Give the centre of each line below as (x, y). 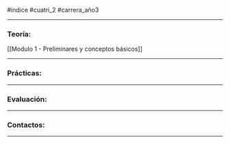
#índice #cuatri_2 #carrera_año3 (53, 10)
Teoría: (19, 34)
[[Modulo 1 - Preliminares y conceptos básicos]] (75, 49)
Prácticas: (25, 73)
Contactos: (26, 125)
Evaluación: (27, 99)
